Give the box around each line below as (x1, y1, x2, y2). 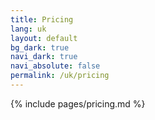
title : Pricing (10, 14, 74, 25)
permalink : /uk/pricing (10, 71, 110, 81)
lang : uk (10, 24, 47, 34)
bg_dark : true (10, 42, 70, 53)
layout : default (10, 33, 78, 43)
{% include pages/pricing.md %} (10, 97, 146, 110)
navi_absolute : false (10, 61, 101, 71)
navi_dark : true (10, 52, 78, 62)
